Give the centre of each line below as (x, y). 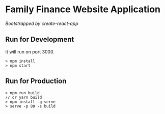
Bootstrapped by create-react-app (42, 23)
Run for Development (40, 39)
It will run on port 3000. (30, 51)
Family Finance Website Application (83, 9)
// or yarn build (24, 97)
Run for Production (36, 81)
